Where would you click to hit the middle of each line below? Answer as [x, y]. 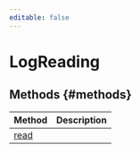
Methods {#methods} [70, 95]
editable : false [39, 17]
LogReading [55, 61]
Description [82, 120]
